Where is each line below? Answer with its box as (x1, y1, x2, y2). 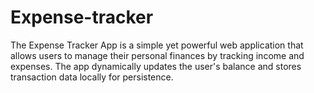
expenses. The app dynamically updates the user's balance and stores (10, 60, 302, 72)
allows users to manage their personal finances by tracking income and (10, 49, 305, 61)
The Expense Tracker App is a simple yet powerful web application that (10, 39, 304, 51)
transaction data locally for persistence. (10, 71, 174, 83)
